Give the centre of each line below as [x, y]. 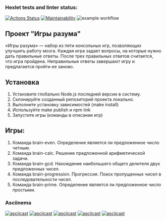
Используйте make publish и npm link [51, 110]
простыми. [24, 190]
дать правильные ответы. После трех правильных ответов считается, [79, 56]
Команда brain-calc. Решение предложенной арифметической [79, 153]
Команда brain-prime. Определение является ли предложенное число [87, 184]
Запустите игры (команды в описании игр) [57, 115]
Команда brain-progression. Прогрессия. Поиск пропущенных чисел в [87, 174]
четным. [21, 148]
